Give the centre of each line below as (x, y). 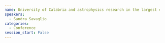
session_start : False (27, 33)
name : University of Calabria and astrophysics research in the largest (81, 10)
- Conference (22, 28)
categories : (17, 23)
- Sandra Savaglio (28, 19)
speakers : (15, 14)
